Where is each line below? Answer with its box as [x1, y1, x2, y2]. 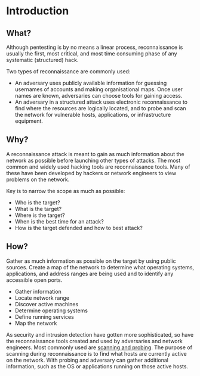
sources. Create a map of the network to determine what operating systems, [6, 263, 195, 271]
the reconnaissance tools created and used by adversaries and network [6, 337, 183, 344]
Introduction [6, 4, 69, 18]
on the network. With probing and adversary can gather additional [6, 356, 169, 363]
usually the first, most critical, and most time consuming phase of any [6, 50, 177, 57]
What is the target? [14, 205, 61, 212]
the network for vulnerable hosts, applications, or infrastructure [14, 111, 171, 118]
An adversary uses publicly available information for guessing [14, 79, 167, 86]
